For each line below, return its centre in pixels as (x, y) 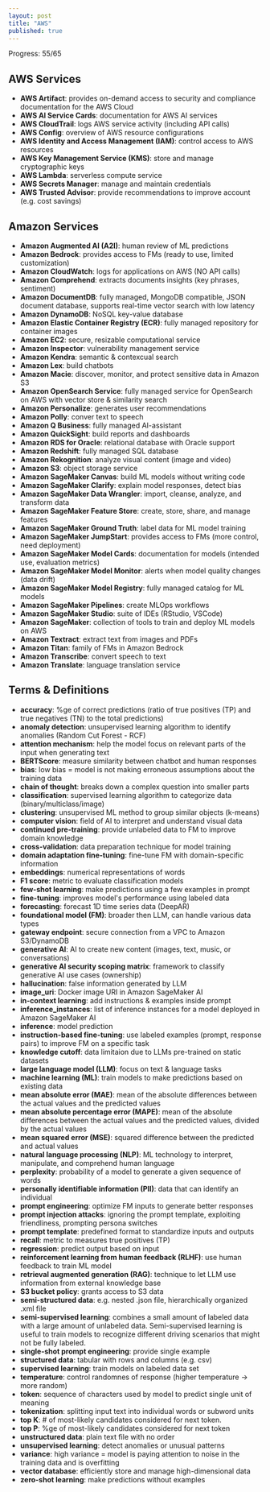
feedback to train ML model (66, 1266)
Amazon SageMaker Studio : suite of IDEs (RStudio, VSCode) (121, 614)
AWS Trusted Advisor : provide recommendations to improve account (135, 192)
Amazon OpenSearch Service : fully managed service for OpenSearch (136, 391)
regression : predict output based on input (89, 1248)
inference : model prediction (66, 1026)
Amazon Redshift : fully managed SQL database (99, 451)
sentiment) (38, 288)
